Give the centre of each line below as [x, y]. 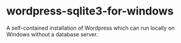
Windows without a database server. [52, 34]
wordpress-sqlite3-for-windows [90, 11]
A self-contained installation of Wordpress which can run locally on [90, 28]
